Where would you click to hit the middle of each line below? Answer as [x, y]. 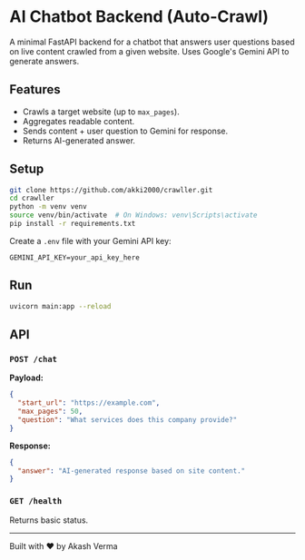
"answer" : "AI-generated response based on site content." [132, 471]
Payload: [26, 378]
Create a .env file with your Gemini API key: [90, 241]
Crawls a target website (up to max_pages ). [101, 112]
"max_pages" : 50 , [50, 412]
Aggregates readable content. [79, 121]
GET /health [36, 501]
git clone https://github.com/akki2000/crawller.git [111, 190]
